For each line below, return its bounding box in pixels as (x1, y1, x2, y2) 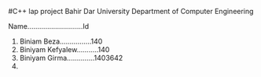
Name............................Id (8, 22, 90, 30)
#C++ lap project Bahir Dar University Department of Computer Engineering (8, 7, 254, 16)
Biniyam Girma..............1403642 (19, 54, 123, 62)
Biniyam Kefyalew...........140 (19, 45, 110, 54)
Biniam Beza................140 (19, 37, 103, 46)
